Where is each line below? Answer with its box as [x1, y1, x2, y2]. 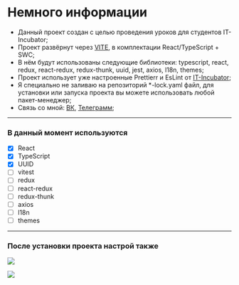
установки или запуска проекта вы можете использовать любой [17, 88, 215, 97]
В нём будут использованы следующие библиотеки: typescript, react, [17, 58, 229, 66]
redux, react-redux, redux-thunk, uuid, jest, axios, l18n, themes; [17, 65, 204, 74]
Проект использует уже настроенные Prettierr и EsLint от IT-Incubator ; [17, 72, 231, 82]
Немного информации [7, 4, 148, 21]
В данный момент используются [7, 127, 128, 137]
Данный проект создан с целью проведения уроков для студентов [17, 28, 222, 36]
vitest [17, 168, 34, 176]
